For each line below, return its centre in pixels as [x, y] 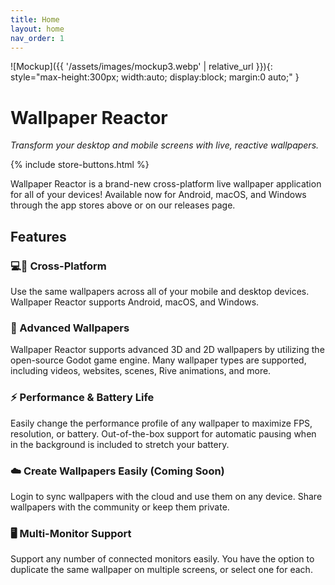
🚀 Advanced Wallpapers [70, 328]
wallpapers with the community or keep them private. [120, 507]
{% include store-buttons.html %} [80, 165]
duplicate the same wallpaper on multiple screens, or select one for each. [161, 570]
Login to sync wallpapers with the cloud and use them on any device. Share [166, 496]
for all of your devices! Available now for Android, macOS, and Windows [158, 195]
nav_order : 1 [37, 38]
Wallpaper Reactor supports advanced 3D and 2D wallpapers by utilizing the [167, 350]
